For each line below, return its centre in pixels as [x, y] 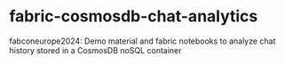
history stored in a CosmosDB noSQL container [95, 50]
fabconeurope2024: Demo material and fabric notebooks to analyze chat [142, 41]
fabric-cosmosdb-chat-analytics [134, 16]
